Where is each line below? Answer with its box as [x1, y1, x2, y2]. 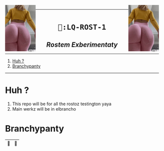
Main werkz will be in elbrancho [12, 106, 77, 112]
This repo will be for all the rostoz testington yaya [12, 101, 112, 107]
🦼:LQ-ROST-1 [58, 23, 106, 32]
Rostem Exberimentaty [46, 40, 118, 49]
